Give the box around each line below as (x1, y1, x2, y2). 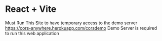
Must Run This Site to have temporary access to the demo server (5, 20, 137, 26)
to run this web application (5, 30, 59, 36)
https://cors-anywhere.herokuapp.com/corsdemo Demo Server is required (5, 25, 157, 31)
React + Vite (5, 3, 57, 15)
